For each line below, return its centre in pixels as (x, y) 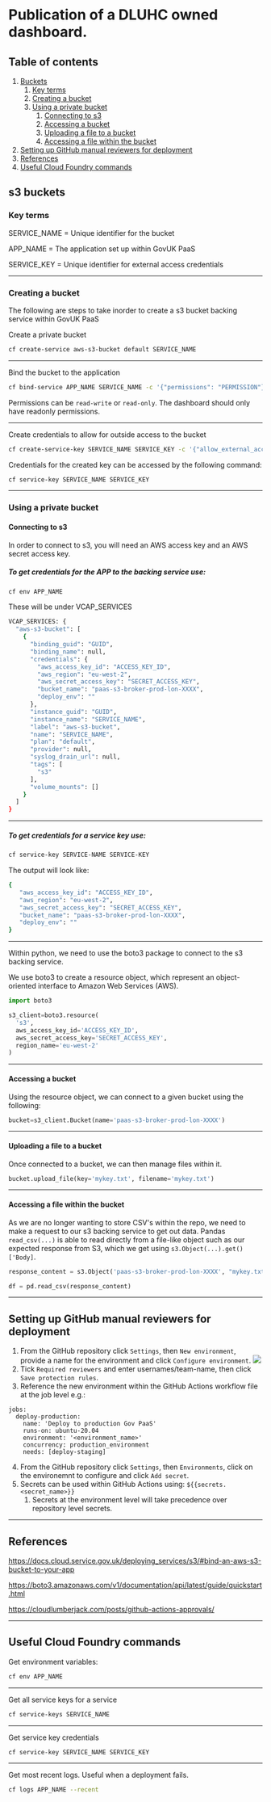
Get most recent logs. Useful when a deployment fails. (99, 1775)
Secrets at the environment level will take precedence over (129, 1500)
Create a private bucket (48, 334)
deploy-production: (48, 1417)
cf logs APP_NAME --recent (54, 1790)
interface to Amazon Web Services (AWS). (108, 986)
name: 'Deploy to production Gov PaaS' (90, 1424)
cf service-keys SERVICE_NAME (59, 1714)
